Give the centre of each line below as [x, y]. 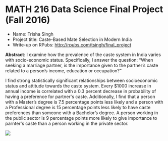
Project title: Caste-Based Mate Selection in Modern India [72, 39]
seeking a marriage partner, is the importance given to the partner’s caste [82, 65]
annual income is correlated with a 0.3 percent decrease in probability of [81, 91]
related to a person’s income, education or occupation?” [64, 70]
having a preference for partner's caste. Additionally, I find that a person [80, 97]
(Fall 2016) [28, 20]
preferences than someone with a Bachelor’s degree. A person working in [82, 113]
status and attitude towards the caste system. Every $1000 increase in [78, 86]
